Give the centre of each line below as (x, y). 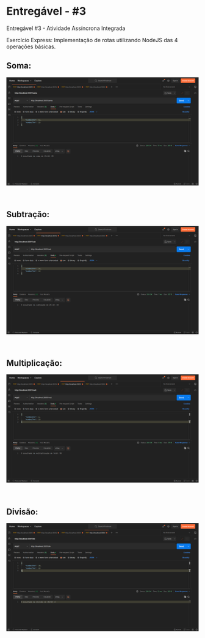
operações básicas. (31, 46)
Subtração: (28, 214)
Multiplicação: (34, 363)
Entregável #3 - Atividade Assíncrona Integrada (66, 28)
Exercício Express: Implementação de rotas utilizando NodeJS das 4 (92, 40)
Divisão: (22, 512)
